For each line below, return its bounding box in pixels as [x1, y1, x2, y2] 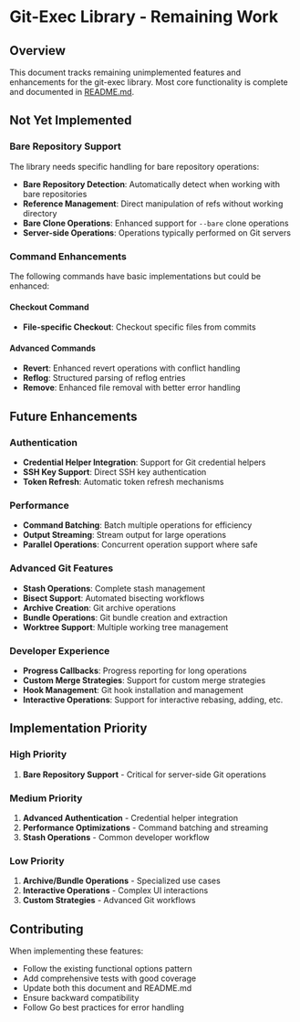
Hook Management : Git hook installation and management [22, 684, 243, 695]
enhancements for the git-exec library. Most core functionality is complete [9, 77, 289, 88]
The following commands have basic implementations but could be [9, 270, 262, 281]
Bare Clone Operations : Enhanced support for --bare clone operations [22, 217, 289, 228]
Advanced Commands [9, 342, 96, 353]
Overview [9, 43, 67, 58]
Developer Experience [9, 644, 110, 657]
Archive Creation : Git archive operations [22, 602, 176, 613]
